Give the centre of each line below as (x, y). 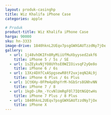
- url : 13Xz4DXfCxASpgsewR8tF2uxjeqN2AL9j (53, 73)
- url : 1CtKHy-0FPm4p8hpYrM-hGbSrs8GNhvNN (53, 82)
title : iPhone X (31, 105)
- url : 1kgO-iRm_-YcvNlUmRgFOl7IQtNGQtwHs (53, 91)
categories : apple (24, 19)
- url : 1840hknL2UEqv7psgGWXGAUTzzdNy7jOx (53, 100)
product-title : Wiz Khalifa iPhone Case (47, 32)
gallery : (14, 50)
